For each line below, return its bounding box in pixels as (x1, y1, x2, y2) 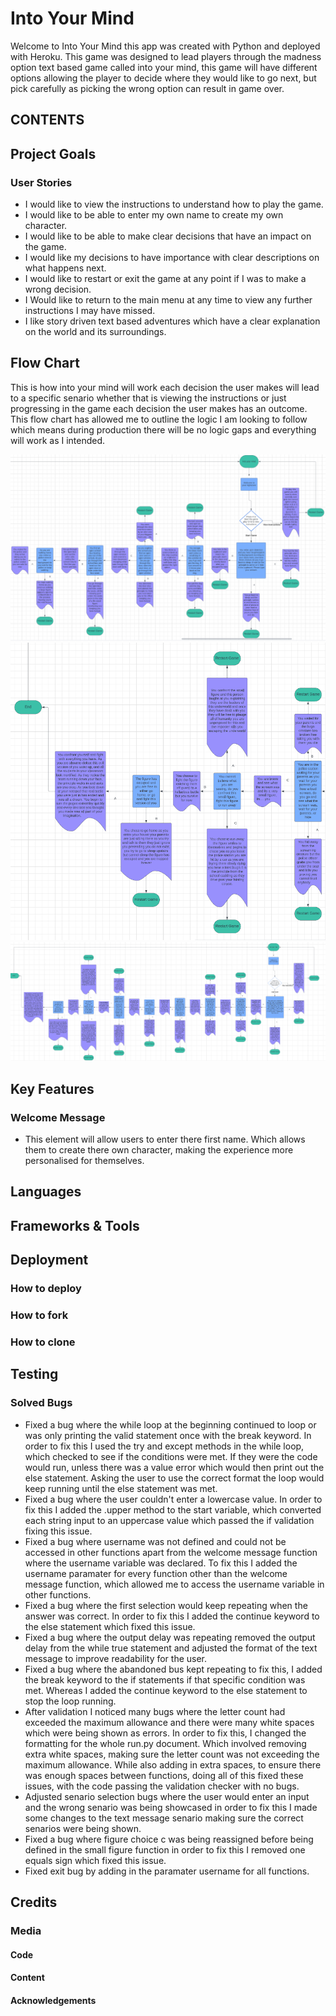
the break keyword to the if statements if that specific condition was (24, 1673, 306, 1686)
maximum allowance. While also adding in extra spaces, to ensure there (24, 1758, 322, 1771)
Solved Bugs (10, 1396, 73, 1410)
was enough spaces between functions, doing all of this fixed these (24, 1769, 304, 1781)
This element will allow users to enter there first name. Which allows (24, 1133, 306, 1146)
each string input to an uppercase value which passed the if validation (24, 1514, 315, 1526)
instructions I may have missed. (24, 305, 156, 317)
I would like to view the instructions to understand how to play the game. (24, 198, 324, 211)
